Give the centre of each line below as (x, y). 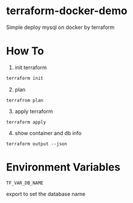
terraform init (25, 78)
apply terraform (34, 111)
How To (25, 51)
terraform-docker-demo (67, 11)
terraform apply (26, 122)
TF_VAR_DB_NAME (25, 183)
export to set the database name (46, 194)
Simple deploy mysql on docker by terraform (61, 27)
